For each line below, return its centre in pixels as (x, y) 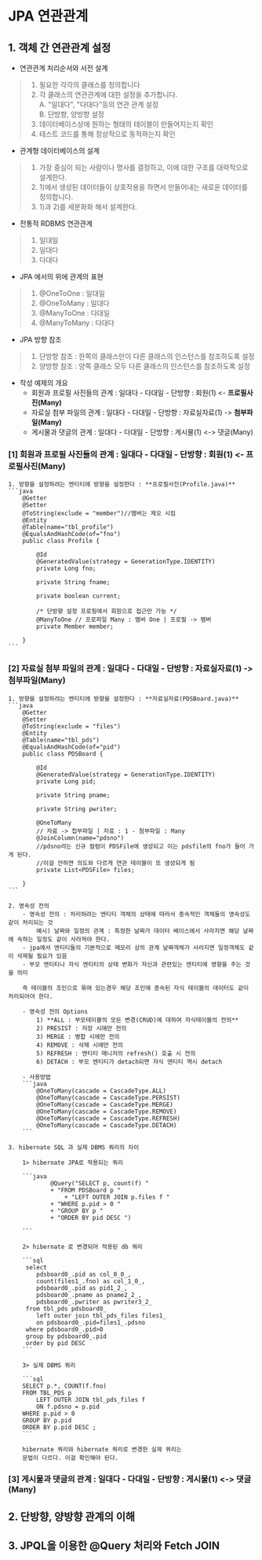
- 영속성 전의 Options (55, 1011)
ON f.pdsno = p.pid (68, 1407)
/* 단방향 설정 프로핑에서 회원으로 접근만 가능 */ (107, 612)
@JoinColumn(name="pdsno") (80, 838)
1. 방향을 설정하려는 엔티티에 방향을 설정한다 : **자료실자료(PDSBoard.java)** (124, 699)
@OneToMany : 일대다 (74, 303)
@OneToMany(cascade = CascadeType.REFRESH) (108, 1118)
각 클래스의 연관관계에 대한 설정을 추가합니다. (108, 94)
